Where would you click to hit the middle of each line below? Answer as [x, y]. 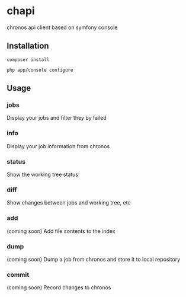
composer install [28, 60]
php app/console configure [40, 70]
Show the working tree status [43, 175]
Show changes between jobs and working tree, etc [69, 203]
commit [18, 274]
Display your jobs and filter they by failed [57, 118]
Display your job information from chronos [58, 146]
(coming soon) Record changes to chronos [59, 288]
